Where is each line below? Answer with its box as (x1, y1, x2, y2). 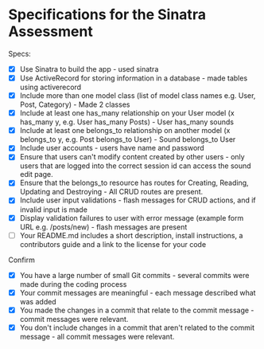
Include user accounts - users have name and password (19, 143, 204, 153)
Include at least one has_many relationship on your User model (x (19, 108, 235, 118)
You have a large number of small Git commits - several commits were (19, 270, 250, 280)
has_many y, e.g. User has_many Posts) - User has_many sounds (19, 117, 235, 127)
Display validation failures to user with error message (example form (19, 213, 244, 222)
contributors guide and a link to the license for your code (19, 239, 207, 249)
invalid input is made (19, 205, 87, 214)
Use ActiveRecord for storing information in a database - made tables (19, 73, 248, 83)
